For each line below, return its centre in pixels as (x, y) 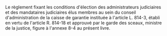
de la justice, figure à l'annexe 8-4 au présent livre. (58, 28)
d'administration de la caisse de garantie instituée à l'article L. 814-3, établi (83, 18)
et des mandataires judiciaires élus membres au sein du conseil (71, 12)
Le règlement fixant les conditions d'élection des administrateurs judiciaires (83, 7)
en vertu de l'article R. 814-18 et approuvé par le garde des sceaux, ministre (83, 23)
